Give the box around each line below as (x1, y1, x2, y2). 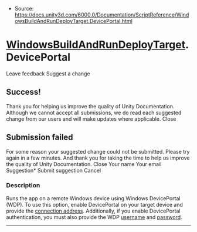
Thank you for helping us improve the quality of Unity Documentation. (6, 102, 175, 110)
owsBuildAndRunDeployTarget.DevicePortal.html (14, 18, 133, 24)
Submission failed (6, 132, 73, 142)
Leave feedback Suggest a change (6, 70, 90, 77)
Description (6, 181, 40, 190)
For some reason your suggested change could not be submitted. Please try (6, 148, 190, 155)
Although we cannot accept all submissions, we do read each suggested (6, 109, 182, 116)
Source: (14, 5, 34, 12)
